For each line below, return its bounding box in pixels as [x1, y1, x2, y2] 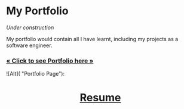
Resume [79, 91, 121, 105]
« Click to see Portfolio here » [6, 57, 94, 65]
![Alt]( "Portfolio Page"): [6, 70, 65, 77]
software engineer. [6, 42, 53, 49]
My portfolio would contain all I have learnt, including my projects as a [6, 35, 179, 42]
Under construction [6, 24, 54, 31]
